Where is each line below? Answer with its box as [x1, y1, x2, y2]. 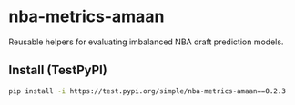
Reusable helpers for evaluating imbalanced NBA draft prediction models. [8, 36, 284, 47]
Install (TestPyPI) [8, 62, 108, 78]
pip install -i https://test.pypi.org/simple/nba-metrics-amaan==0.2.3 [8, 86, 286, 96]
